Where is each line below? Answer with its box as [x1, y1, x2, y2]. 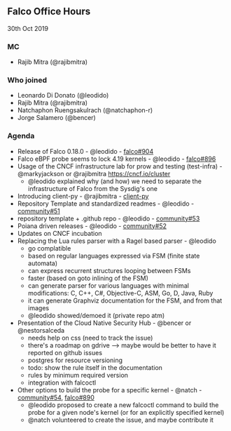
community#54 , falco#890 [17, 393, 94, 402]
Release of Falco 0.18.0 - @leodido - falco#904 [17, 147, 154, 155]
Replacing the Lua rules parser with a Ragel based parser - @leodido [17, 237, 217, 245]
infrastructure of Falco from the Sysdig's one [27, 184, 158, 192]
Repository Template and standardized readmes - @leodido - [17, 199, 195, 208]
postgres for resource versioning [27, 356, 123, 364]
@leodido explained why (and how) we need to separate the [27, 177, 202, 185]
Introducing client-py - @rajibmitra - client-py [17, 192, 149, 200]
